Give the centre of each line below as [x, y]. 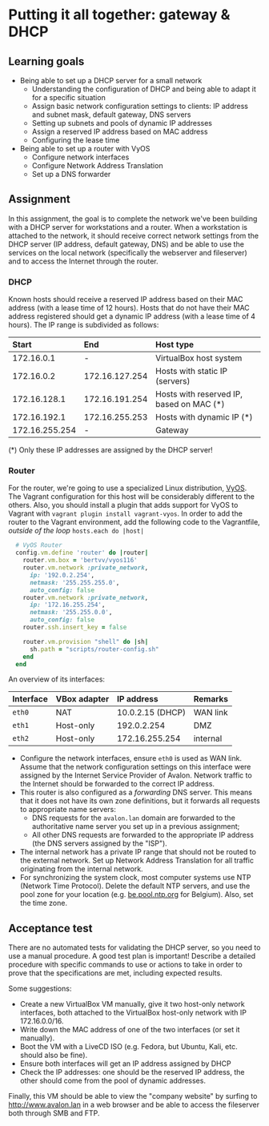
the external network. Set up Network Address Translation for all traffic [137, 861]
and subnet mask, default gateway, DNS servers [111, 115]
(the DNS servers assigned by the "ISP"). [100, 843]
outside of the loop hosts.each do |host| [76, 531]
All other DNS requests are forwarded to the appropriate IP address [143, 835]
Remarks [211, 699]
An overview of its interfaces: [57, 679]
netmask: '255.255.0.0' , [71, 613]
